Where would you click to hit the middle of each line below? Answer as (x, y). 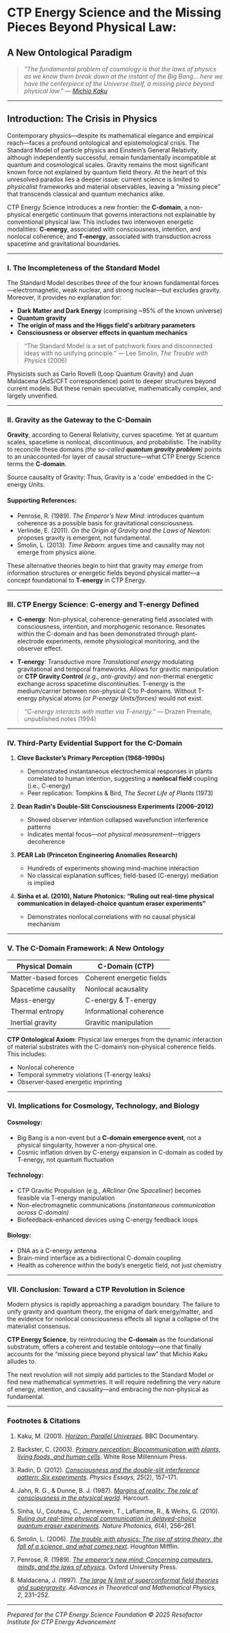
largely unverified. (33, 396)
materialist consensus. (39, 1326)
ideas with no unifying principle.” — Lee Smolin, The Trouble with (116, 353)
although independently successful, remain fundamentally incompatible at (112, 157)
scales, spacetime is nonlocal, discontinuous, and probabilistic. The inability (114, 442)
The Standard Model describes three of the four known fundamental (103, 283)
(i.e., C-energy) (49, 786)
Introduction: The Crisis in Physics (82, 119)
